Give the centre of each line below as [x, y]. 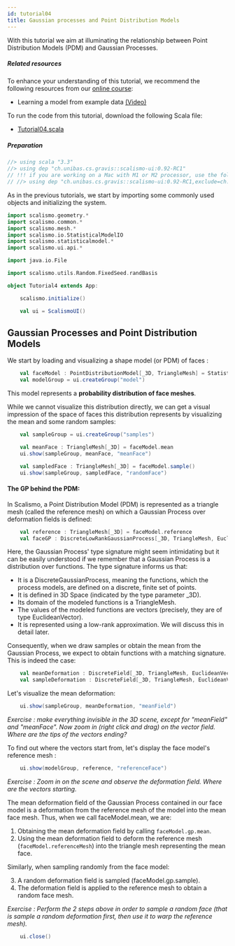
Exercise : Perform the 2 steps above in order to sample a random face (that [117, 909]
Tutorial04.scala [41, 129]
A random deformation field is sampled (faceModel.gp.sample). [109, 880]
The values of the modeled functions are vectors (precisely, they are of [120, 610]
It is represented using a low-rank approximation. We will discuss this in [121, 625]
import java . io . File [37, 261]
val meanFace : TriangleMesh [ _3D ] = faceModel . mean [97, 447]
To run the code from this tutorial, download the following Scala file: [105, 115]
